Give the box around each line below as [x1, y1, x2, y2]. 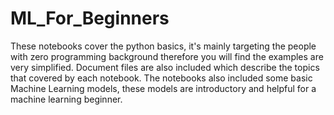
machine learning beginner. [10, 93, 123, 105]
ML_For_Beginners [10, 7, 170, 30]
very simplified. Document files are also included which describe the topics [10, 61, 320, 73]
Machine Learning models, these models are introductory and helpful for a [10, 82, 317, 94]
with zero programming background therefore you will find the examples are [10, 50, 324, 62]
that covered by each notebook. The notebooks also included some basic [10, 72, 313, 84]
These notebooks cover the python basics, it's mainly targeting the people [10, 40, 317, 52]
